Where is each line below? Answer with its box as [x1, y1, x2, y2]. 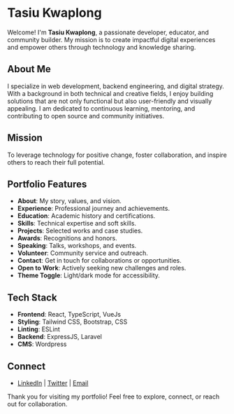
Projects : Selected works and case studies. [17, 226, 143, 235]
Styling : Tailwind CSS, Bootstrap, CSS [17, 317, 128, 326]
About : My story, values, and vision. [17, 197, 122, 205]
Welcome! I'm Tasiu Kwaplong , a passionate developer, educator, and [7, 28, 210, 36]
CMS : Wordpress [17, 340, 67, 348]
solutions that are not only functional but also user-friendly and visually [7, 97, 212, 105]
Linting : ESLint [17, 325, 61, 333]
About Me [7, 63, 51, 75]
